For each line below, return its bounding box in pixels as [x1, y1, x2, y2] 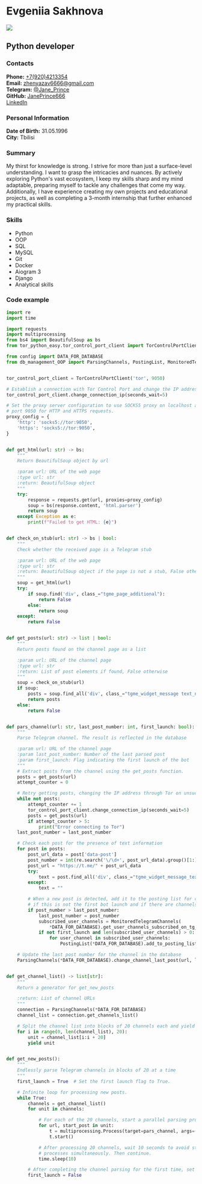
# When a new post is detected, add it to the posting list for [28, 896, 192, 902]
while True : [17, 1095, 47, 1101]
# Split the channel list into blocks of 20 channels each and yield [17, 1023, 195, 1029]
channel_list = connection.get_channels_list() [17, 1012, 138, 1018]
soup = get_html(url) [17, 580, 71, 586]
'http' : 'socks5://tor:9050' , [17, 420, 93, 426]
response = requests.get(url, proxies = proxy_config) [28, 497, 163, 503]
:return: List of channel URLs [17, 995, 96, 1002]
